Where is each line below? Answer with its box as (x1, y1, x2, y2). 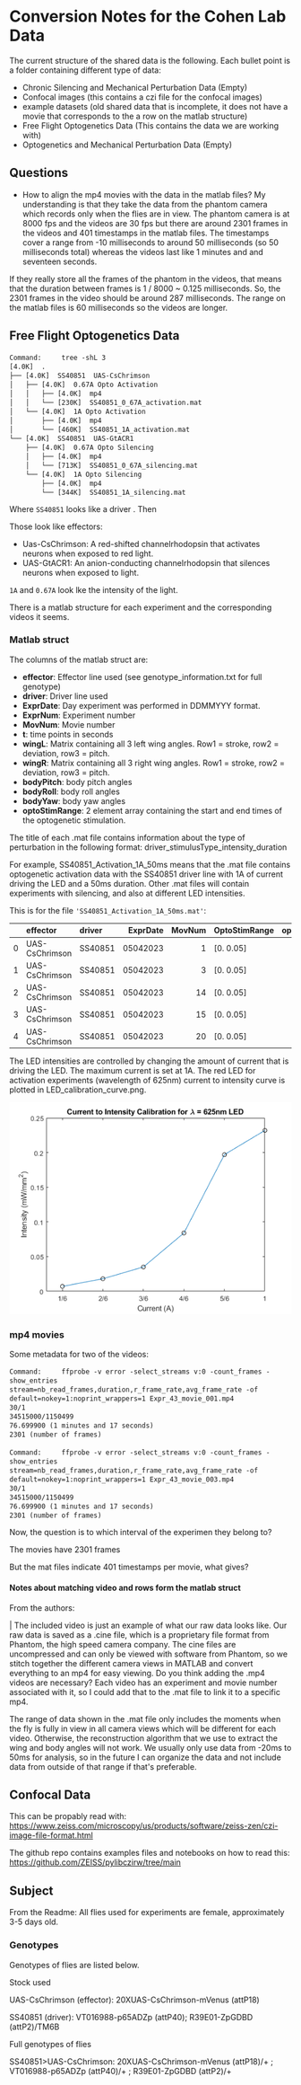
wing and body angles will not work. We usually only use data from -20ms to (9, 1742, 292, 1753)
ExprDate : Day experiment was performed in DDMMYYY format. (21, 700, 261, 711)
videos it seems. (9, 611, 70, 622)
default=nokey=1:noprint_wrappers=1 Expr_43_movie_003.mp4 (9, 1475, 235, 1484)
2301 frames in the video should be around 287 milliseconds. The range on (9, 292, 287, 303)
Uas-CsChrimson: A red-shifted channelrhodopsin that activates (21, 538, 261, 549)
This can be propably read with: (9, 1811, 127, 1822)
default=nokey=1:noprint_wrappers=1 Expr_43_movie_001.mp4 (9, 1394, 235, 1403)
